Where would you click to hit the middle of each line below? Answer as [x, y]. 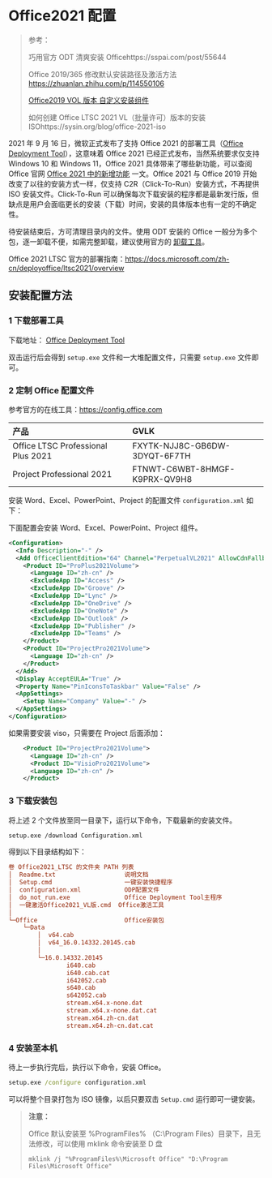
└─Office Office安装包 [86, 920]
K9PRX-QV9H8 [162, 479]
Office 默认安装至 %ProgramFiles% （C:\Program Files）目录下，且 [141, 1133]
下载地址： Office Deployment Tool [67, 340]
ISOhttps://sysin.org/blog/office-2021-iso [97, 127]
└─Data [34, 928]
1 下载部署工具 [36, 320]
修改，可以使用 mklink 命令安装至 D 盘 [99, 1143]
